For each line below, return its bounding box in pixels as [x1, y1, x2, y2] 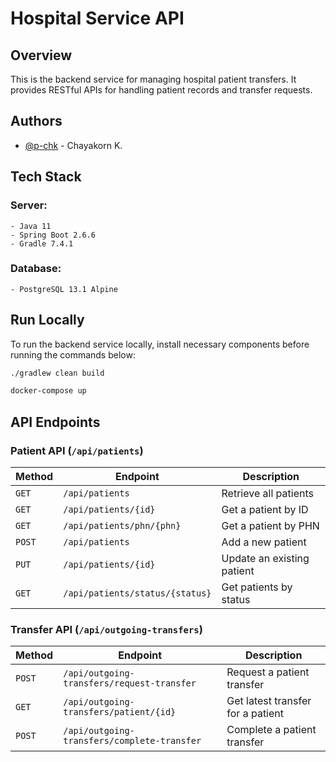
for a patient [226, 707, 285, 721]
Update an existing [221, 552, 310, 566]
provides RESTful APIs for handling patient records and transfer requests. [10, 84, 313, 96]
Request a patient [226, 665, 310, 679]
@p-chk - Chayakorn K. [24, 139, 123, 151]
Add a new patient [221, 535, 307, 549]
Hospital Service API [10, 7, 185, 30]
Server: [10, 198, 48, 212]
